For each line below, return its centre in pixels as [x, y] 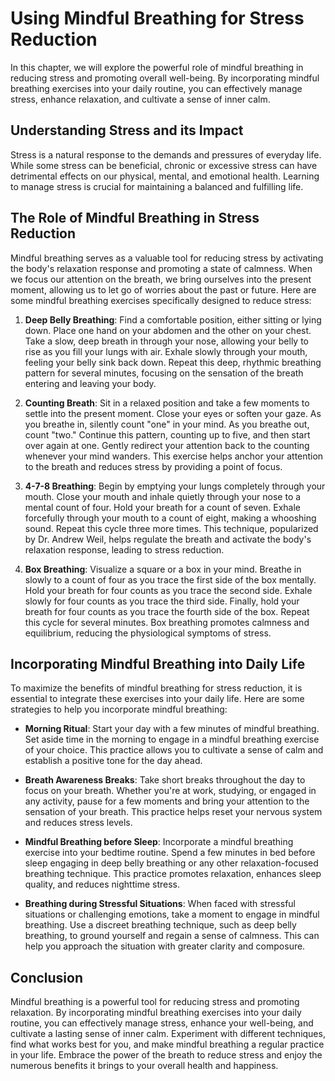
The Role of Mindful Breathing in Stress [135, 218]
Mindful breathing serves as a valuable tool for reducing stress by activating [167, 258]
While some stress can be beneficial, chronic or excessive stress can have [164, 165]
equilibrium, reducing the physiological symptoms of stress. [148, 633]
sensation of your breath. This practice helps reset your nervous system [173, 812]
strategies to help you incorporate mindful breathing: [119, 709]
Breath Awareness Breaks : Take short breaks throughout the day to [165, 780]
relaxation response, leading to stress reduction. [124, 549]
